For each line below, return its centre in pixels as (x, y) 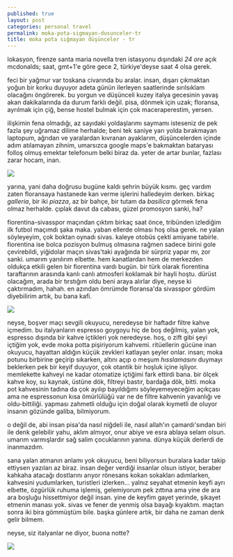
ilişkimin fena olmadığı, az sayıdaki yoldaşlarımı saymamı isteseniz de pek (112, 123)
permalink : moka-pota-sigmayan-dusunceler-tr (74, 33)
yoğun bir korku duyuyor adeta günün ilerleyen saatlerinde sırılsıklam (106, 88)
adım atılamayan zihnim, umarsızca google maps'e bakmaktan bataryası (110, 145)
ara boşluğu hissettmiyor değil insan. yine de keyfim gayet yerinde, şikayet (114, 497)
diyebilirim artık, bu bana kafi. (50, 296)
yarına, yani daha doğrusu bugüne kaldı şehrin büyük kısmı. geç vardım (110, 187)
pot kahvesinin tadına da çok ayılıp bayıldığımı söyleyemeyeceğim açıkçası (114, 389)
